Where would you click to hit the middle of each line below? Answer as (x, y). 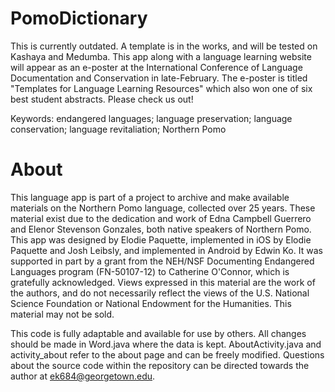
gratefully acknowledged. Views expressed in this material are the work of (163, 282)
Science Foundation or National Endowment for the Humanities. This (151, 303)
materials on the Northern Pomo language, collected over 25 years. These (163, 208)
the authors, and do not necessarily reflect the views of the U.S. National (160, 293)
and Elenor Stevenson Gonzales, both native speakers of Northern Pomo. (161, 229)
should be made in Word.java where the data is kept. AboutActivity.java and (166, 344)
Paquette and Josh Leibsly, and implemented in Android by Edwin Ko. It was (166, 250)
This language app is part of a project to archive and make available (150, 197)
